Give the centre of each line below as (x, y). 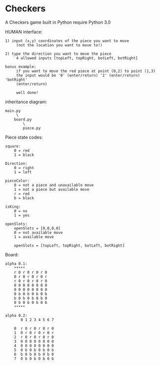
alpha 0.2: (16, 315)
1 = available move (34, 237)
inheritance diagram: (26, 102)
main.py (13, 111)
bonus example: (21, 67)
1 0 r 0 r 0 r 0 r (34, 333)
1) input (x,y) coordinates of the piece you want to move (67, 41)
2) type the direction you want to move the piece (58, 54)
